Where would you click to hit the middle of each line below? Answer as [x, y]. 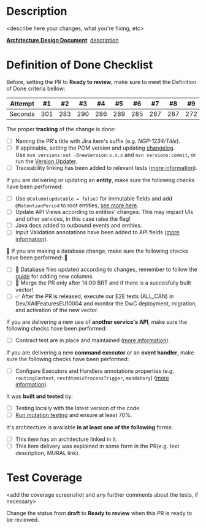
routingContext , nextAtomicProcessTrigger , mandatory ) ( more [92, 378]
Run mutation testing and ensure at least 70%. [74, 415]
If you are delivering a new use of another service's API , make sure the [97, 322]
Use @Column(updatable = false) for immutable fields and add [94, 199]
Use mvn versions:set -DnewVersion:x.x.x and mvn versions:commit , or [105, 155]
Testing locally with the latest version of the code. [78, 408]
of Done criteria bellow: [36, 88]
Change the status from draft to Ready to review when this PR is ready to [99, 513]
